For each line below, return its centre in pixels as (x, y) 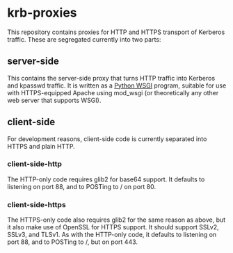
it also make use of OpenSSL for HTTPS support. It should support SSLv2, (113, 227)
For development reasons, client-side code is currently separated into (107, 139)
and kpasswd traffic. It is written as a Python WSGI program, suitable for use (117, 85)
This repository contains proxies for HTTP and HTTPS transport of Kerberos (116, 32)
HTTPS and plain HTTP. (41, 146)
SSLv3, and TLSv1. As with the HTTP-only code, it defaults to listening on (112, 235)
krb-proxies (42, 13)
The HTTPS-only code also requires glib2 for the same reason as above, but (116, 220)
